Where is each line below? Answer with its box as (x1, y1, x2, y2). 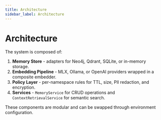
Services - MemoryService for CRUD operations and (12, 90, 116, 96)
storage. (12, 64, 29, 70)
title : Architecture (5, 7, 47, 12)
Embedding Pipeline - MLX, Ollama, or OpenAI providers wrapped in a (12, 69, 154, 75)
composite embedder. (12, 74, 57, 80)
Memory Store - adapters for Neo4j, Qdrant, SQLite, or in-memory (12, 58, 146, 64)
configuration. (5, 110, 33, 116)
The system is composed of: (5, 49, 62, 55)
